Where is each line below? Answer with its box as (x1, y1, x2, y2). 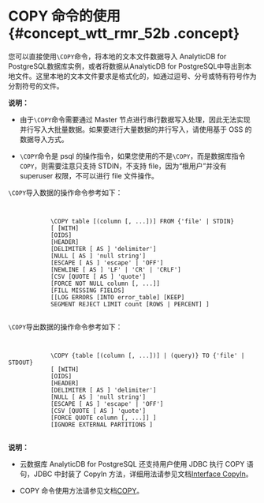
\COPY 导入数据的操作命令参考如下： (8, 187, 123, 197)
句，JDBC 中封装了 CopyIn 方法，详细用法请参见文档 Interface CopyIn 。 (19, 469, 253, 479)
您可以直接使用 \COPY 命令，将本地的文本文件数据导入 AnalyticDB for (8, 51, 227, 61)
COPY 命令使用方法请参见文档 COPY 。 (19, 486, 144, 495)
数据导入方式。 (19, 134, 69, 144)
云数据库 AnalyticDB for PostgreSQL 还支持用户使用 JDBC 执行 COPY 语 (19, 459, 254, 468)
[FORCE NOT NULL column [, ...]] (50, 280, 160, 287)
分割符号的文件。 (8, 81, 64, 91)
